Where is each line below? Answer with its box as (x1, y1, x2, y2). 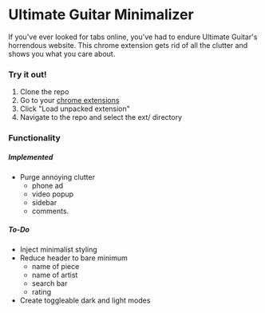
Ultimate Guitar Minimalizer (8, 6, 194, 24)
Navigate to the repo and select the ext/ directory (19, 113, 182, 122)
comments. (31, 206, 69, 216)
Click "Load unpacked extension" (19, 104, 130, 113)
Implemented (8, 152, 53, 161)
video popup (31, 189, 74, 199)
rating (31, 287, 52, 297)
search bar (31, 279, 68, 288)
